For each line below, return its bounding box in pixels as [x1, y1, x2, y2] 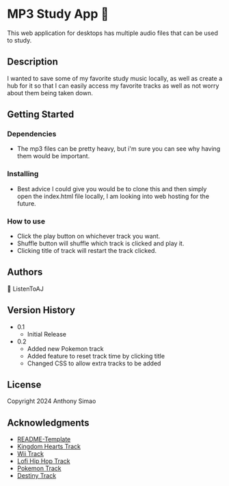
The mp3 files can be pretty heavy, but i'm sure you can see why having [16, 145, 221, 153]
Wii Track [16, 450, 44, 458]
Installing [7, 169, 39, 179]
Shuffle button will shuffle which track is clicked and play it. [16, 239, 185, 247]
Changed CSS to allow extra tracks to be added [27, 359, 161, 367]
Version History [7, 304, 75, 316]
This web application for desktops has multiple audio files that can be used [7, 29, 219, 37]
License [7, 379, 42, 391]
